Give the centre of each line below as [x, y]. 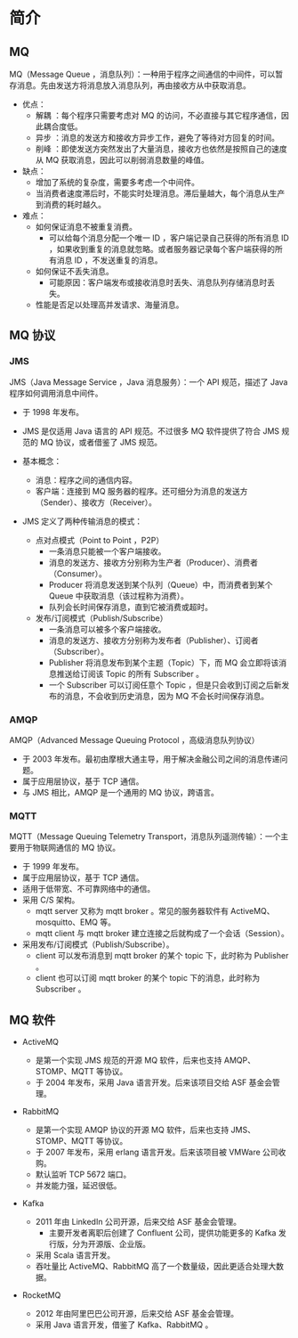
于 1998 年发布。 [53, 412]
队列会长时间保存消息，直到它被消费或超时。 [131, 607]
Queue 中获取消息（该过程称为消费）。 [118, 596]
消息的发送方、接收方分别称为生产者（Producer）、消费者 [153, 562]
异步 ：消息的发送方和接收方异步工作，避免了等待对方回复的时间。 [157, 138]
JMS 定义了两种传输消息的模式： [82, 521]
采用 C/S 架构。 [51, 900]
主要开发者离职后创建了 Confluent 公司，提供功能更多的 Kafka [162, 1233]
